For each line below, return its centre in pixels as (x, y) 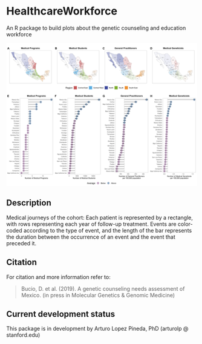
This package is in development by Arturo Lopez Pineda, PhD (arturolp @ (97, 329)
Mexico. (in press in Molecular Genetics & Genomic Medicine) (98, 295)
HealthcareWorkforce (62, 11)
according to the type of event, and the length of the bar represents (108, 230)
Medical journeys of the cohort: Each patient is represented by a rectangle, (100, 217)
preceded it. (21, 243)
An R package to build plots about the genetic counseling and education (96, 28)
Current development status (61, 314)
